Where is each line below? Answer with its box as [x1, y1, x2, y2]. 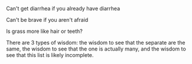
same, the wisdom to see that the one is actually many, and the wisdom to [6, 45, 186, 52]
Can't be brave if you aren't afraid [6, 16, 89, 23]
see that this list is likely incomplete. [6, 52, 94, 58]
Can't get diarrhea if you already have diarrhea [6, 5, 120, 12]
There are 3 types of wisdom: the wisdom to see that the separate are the [6, 39, 186, 46]
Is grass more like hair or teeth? [6, 28, 83, 35]
